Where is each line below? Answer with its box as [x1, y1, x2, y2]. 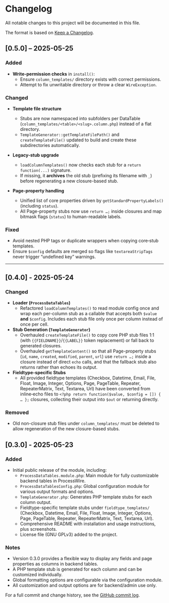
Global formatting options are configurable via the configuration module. [12, 577, 163, 583]
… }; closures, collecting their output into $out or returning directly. [20, 396, 159, 402]
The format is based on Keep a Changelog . [5, 29, 94, 35]
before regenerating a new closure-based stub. [20, 178, 118, 184]
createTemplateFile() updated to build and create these [20, 137, 137, 143]
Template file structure [12, 106, 62, 112]
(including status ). [20, 203, 59, 209]
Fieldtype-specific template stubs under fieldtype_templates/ [20, 505, 150, 511]
